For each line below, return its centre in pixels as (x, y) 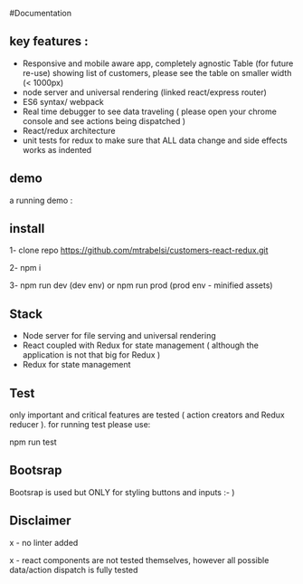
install (27, 229)
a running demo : (41, 200)
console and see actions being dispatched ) (104, 120)
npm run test (33, 442)
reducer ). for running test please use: (80, 425)
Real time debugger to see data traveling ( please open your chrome (150, 111)
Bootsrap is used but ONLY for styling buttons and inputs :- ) (122, 492)
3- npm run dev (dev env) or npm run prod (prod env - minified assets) (141, 285)
